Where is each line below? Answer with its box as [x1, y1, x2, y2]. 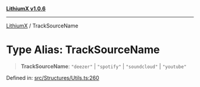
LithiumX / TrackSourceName [6, 22, 79, 29]
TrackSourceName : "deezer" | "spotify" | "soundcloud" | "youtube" [20, 63, 187, 70]
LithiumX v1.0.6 [6, 5, 46, 12]
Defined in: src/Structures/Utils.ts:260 [6, 74, 99, 81]
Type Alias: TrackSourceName [6, 43, 160, 57]
